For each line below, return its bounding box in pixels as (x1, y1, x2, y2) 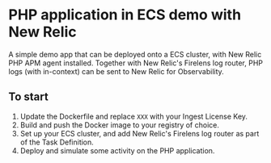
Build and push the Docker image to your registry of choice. (19, 119, 220, 130)
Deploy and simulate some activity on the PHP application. (19, 145, 215, 155)
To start (8, 90, 49, 104)
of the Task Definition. (19, 137, 95, 147)
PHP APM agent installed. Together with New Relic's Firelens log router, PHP (8, 58, 264, 68)
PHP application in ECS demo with (8, 6, 241, 24)
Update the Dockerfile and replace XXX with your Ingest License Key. (19, 111, 248, 121)
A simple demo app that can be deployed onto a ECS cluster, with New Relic (8, 49, 262, 59)
